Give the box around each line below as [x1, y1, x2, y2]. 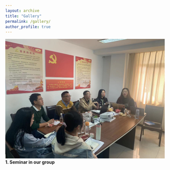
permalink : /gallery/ [5, 19, 51, 24]
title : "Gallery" [5, 13, 42, 19]
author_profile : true [5, 24, 51, 29]
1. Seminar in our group [5, 159, 55, 165]
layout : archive [5, 8, 39, 13]
